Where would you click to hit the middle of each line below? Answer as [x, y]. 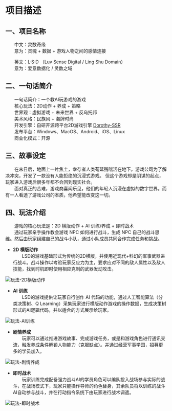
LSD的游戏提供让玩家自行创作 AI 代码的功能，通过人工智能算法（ [90, 297]
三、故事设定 [26, 156]
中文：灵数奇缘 [30, 44]
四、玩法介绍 [26, 213]
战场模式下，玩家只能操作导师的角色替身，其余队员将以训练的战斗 [96, 386]
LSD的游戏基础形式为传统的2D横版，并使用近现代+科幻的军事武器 [91, 256]
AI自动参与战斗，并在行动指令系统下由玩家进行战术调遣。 [73, 392]
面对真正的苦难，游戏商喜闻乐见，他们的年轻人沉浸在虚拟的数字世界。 [88, 188]
